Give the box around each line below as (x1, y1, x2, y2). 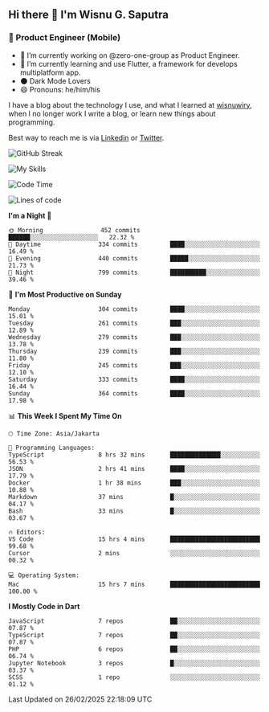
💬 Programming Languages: (8, 444, 95, 452)
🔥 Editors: (8, 528, 46, 536)
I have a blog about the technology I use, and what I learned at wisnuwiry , (8, 100, 253, 109)
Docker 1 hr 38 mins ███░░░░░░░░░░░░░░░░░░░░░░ (8, 479, 261, 487)
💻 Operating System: (8, 571, 80, 579)
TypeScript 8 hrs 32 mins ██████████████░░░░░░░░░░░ (8, 451, 261, 459)
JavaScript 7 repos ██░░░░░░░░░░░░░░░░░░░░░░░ (8, 616, 261, 625)
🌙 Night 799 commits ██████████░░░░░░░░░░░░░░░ (8, 268, 261, 276)
